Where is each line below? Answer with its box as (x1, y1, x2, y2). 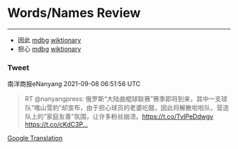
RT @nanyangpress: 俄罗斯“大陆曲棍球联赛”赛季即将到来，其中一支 (24, 95, 222, 103)
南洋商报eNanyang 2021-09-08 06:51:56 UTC (7, 80, 141, 88)
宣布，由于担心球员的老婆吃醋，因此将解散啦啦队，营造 (67, 104, 229, 112)
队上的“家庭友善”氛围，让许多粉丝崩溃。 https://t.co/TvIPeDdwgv (24, 112, 214, 121)
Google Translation (7, 134, 63, 143)
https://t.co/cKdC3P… (24, 120, 89, 129)
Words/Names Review (7, 5, 141, 21)
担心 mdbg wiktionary (17, 44, 81, 53)
